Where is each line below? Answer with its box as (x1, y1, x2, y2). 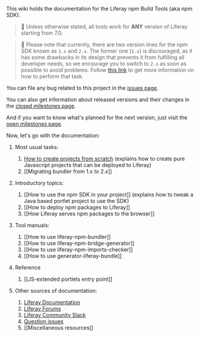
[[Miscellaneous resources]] (23, 324, 94, 331)
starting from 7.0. (20, 29, 63, 37)
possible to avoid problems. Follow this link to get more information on (20, 66, 195, 74)
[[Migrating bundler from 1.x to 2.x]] (23, 168, 113, 175)
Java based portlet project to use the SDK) (23, 198, 129, 204)
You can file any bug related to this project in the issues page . (6, 84, 159, 92)
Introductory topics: (14, 180, 64, 186)
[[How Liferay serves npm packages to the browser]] (23, 210, 155, 217)
